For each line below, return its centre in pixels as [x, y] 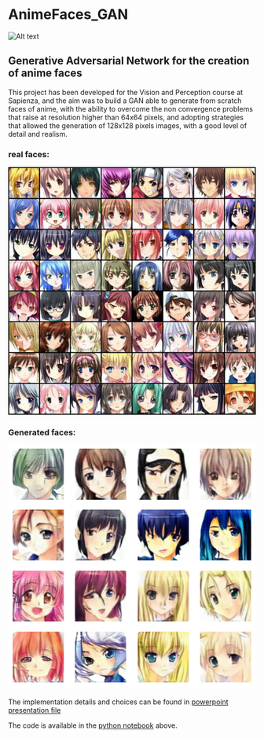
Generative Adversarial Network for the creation [129, 61]
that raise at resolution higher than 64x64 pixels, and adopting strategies [126, 117]
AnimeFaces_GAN [68, 15]
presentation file [35, 710]
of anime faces [45, 73]
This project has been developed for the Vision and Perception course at [126, 92]
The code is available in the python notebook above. [93, 725]
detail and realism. [38, 134]
